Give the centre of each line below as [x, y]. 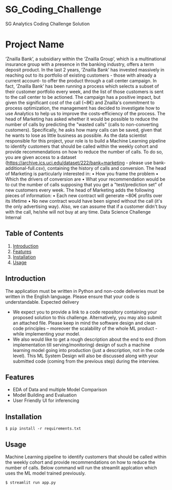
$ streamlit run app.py [31, 482]
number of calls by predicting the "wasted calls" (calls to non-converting [82, 124]
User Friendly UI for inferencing [46, 400]
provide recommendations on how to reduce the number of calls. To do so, [84, 152]
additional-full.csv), [26, 168]
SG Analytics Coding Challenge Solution [48, 24]
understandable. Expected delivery [42, 302]
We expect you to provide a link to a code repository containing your [85, 312]
